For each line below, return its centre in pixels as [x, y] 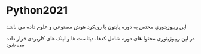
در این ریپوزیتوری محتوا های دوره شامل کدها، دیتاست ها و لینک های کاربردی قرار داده [100, 38]
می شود [16, 45]
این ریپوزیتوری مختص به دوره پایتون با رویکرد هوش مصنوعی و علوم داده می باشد [96, 27]
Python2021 [37, 10]
